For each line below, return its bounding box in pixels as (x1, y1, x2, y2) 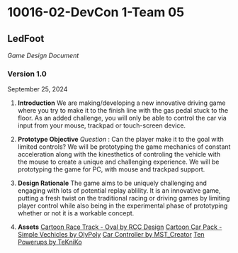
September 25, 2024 (7, 85, 68, 94)
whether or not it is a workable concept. (17, 209, 135, 218)
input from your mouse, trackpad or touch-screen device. (17, 121, 186, 130)
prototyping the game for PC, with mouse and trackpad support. (17, 165, 205, 174)
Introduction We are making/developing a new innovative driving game (17, 99, 226, 107)
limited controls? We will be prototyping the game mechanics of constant (17, 142, 231, 151)
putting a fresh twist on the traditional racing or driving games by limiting (17, 194, 230, 203)
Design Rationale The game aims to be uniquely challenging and (17, 179, 207, 188)
